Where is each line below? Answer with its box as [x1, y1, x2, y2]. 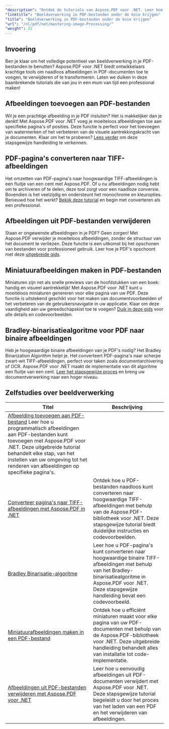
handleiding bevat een [93, 592, 146, 599]
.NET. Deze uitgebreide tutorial [8, 444, 80, 451]
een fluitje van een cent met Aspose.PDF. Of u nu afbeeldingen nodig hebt [5, 181, 159, 187]
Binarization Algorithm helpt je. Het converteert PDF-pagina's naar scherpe [5, 353, 161, 358]
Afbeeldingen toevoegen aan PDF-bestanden [5, 99, 150, 108]
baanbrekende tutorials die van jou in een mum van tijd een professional [5, 79, 155, 86]
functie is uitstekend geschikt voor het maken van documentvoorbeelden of [5, 296, 162, 302]
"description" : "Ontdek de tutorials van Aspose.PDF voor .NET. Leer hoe [5, 7, 163, 13]
